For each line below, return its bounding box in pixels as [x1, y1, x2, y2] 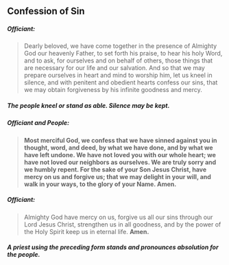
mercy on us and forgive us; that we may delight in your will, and [23, 172, 211, 181]
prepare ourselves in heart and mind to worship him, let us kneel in [23, 71, 213, 80]
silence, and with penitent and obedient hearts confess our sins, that [23, 78, 218, 87]
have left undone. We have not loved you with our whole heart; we [23, 150, 216, 159]
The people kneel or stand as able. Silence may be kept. [7, 101, 170, 109]
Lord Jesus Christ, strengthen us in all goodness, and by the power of [23, 220, 221, 229]
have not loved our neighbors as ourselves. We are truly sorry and [23, 158, 217, 166]
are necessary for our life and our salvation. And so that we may [23, 64, 206, 72]
